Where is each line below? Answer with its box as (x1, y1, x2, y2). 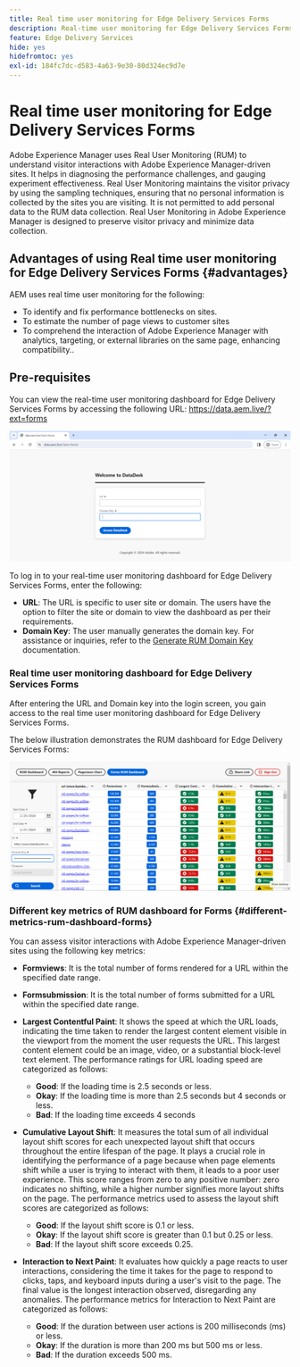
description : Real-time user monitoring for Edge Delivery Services (9, 23, 270, 33)
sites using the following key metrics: (9, 946, 146, 956)
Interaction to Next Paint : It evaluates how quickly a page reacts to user (21, 1256, 288, 1267)
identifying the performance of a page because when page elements (21, 1155, 276, 1166)
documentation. (21, 644, 80, 655)
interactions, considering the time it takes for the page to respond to (21, 1266, 274, 1277)
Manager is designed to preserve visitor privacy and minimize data (9, 215, 254, 227)
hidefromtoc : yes (9, 52, 74, 62)
